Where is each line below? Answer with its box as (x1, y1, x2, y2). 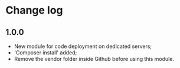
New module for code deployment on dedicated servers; (14, 43, 152, 50)
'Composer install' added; (14, 49, 77, 56)
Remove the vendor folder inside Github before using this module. (14, 56, 175, 62)
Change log (5, 4, 63, 17)
